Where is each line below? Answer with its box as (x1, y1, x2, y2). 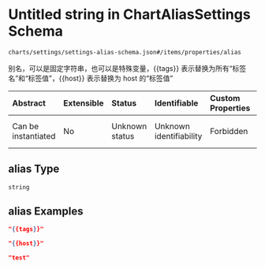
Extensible (62, 97, 104, 108)
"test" (8, 254, 30, 262)
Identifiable (154, 97, 199, 108)
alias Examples (8, 205, 84, 218)
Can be (12, 121, 39, 132)
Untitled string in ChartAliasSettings (8, 6, 251, 24)
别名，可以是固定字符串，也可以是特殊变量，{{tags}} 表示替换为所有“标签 (8, 63, 247, 73)
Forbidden (210, 125, 248, 136)
